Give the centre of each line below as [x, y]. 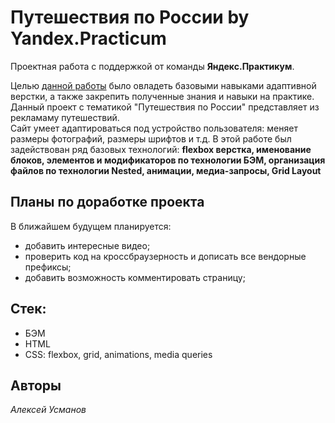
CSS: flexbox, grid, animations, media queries [118, 354]
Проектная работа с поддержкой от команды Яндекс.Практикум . [152, 66]
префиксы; [48, 267]
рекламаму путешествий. [65, 117]
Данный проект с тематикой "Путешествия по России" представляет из [165, 107]
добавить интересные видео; [87, 245]
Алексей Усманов [48, 410]
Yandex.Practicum [88, 38]
